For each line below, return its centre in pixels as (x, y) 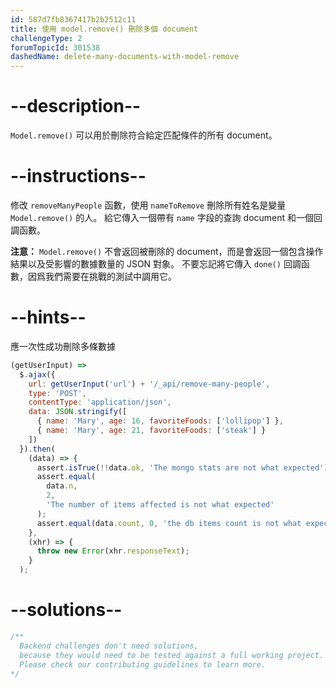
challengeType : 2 (46, 38)
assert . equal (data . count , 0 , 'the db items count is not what (169, 523)
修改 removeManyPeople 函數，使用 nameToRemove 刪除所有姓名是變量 (148, 205)
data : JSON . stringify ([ (78, 412)
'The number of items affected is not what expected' (160, 505)
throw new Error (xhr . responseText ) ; (113, 551)
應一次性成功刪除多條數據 (63, 346)
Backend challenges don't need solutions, (109, 646)
